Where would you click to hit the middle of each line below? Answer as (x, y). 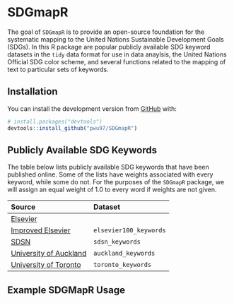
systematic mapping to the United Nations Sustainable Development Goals (116, 39)
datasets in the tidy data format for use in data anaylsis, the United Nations (117, 54)
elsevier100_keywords (129, 231)
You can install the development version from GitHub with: (92, 108)
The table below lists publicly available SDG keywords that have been (109, 167)
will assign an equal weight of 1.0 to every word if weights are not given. (112, 190)
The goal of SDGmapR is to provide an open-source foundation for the (106, 32)
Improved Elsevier (41, 230)
